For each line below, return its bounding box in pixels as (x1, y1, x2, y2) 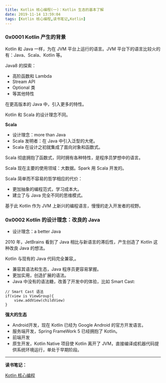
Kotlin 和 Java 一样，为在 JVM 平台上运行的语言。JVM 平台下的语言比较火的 (5, 45, 161, 52)
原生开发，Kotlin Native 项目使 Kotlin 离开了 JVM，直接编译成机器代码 (12, 340, 155, 346)
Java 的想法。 (19, 245, 48, 251)
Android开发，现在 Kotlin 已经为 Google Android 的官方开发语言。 (12, 322, 146, 328)
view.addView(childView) (14, 298, 65, 303)
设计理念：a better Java (12, 228, 61, 234)
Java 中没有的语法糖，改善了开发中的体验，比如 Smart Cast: (12, 278, 135, 284)
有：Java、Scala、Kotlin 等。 (5, 52, 65, 58)
